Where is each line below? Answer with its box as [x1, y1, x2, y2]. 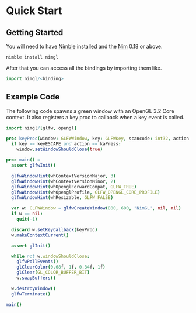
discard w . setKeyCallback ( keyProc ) [11, 226, 98, 232]
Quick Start [6, 4, 62, 18]
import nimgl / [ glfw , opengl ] [6, 125, 77, 131]
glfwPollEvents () [16, 259, 59, 264]
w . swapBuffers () [16, 275, 57, 281]
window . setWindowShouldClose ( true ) [16, 146, 103, 153]
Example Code [6, 92, 60, 102]
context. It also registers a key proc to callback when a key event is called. [6, 113, 185, 121]
